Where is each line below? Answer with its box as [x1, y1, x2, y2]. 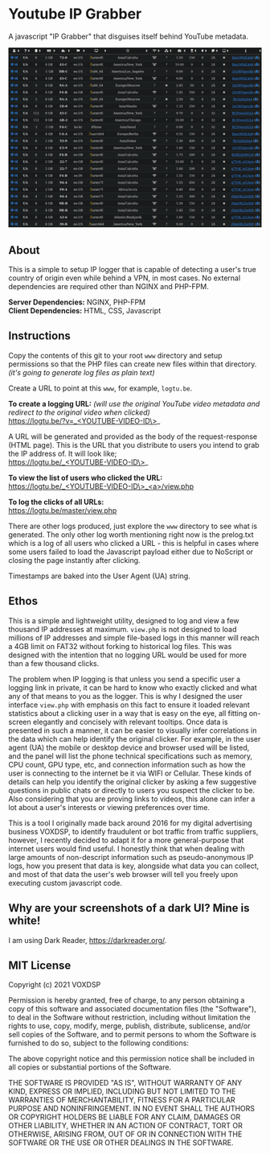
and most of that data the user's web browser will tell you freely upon [8, 869, 239, 879]
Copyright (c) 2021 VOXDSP [8, 980, 101, 990]
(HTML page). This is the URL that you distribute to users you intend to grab [8, 440, 260, 449]
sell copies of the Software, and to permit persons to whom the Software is [8, 1030, 257, 1040]
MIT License [8, 958, 72, 972]
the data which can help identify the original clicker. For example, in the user [8, 734, 261, 743]
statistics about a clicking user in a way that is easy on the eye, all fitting [8, 708, 247, 718]
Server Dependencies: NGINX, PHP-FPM [8, 297, 146, 307]
